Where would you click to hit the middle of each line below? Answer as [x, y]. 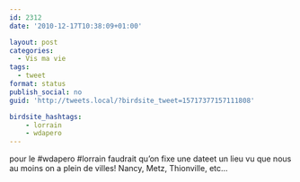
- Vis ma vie [42, 59]
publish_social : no [46, 92]
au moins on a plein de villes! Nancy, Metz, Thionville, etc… [119, 169]
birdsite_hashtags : [46, 117]
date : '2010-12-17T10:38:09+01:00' [76, 26]
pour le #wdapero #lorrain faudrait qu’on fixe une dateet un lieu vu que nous [150, 159]
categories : [31, 50]
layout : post [34, 42]
